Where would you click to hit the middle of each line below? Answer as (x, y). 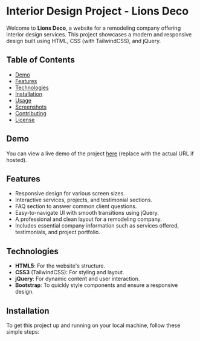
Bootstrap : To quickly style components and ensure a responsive (96, 285)
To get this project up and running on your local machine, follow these (93, 325)
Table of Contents (41, 60)
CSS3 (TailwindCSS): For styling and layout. (69, 272)
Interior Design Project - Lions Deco (98, 11)
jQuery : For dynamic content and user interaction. (77, 279)
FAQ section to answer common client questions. (76, 206)
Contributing (31, 113)
